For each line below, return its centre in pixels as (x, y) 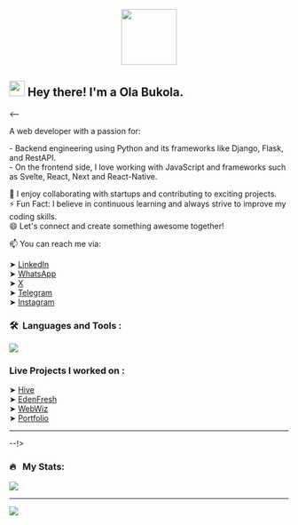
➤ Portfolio (29, 418)
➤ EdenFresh (33, 400)
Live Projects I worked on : (67, 370)
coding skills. (33, 216)
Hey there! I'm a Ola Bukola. (106, 92)
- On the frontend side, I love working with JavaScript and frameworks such (148, 167)
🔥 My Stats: (37, 467)
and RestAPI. (32, 157)
